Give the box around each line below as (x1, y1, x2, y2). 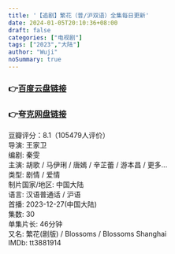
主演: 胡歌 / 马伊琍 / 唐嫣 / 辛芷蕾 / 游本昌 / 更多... (8, 160, 168, 170)
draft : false (8, 26, 51, 34)
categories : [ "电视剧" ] (8, 33, 83, 42)
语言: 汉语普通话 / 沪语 (8, 190, 81, 200)
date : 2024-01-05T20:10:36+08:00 (8, 19, 118, 27)
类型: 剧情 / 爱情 (8, 170, 61, 180)
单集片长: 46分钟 (8, 219, 63, 229)
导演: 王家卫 (8, 140, 47, 150)
